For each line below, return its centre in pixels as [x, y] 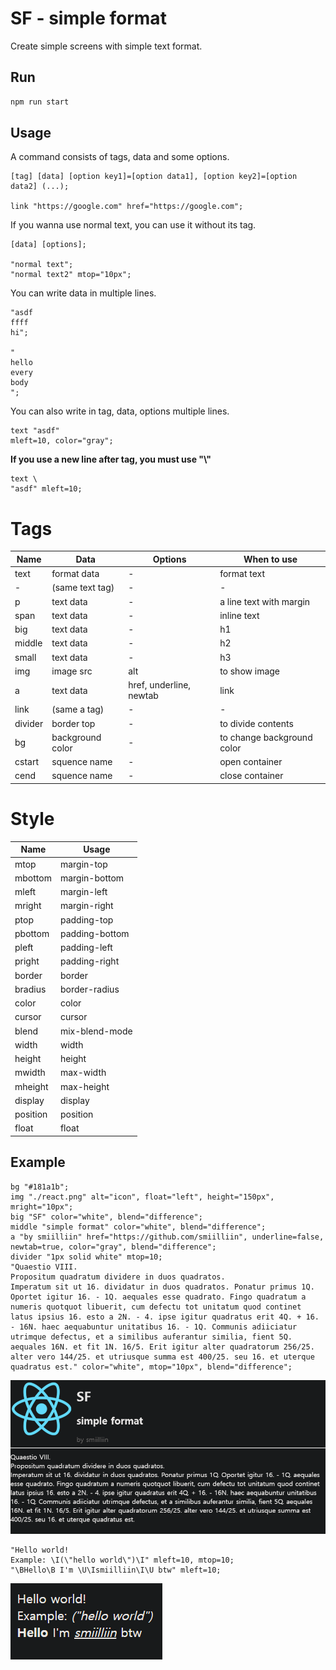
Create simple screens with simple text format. [106, 46]
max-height [84, 1086]
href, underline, [160, 685]
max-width [83, 1073]
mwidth [30, 1073]
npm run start [40, 102]
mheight [31, 1086]
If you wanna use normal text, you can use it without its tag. [133, 225]
